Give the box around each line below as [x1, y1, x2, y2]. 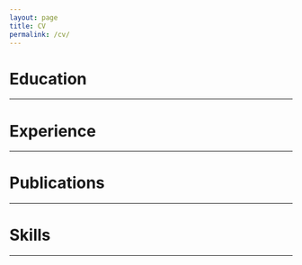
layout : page [9, 13, 58, 22]
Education [9, 68, 87, 89]
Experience [9, 120, 96, 141]
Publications [9, 172, 105, 193]
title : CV [9, 22, 47, 31]
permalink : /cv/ [9, 30, 70, 39]
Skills [9, 225, 51, 245]
